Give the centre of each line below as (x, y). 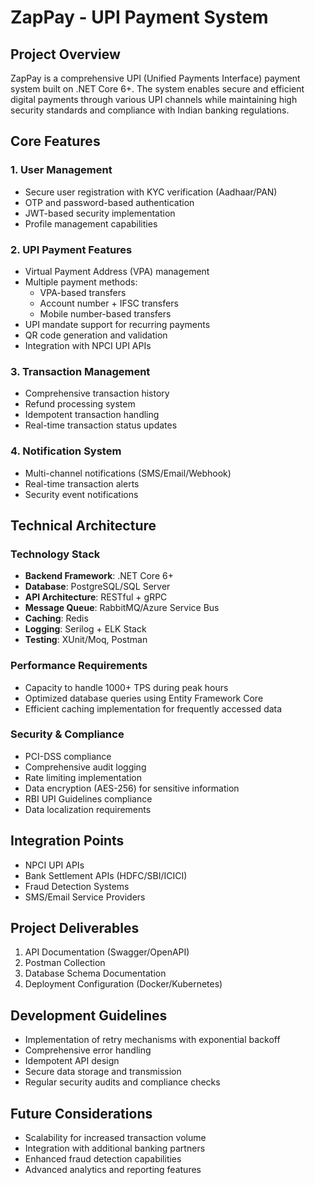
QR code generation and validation (96, 335)
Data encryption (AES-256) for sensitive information (132, 788)
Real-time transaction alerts (82, 483)
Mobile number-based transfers (105, 313)
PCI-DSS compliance (68, 756)
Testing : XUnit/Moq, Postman (86, 640)
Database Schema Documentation (95, 973)
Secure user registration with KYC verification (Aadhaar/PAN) (151, 192)
